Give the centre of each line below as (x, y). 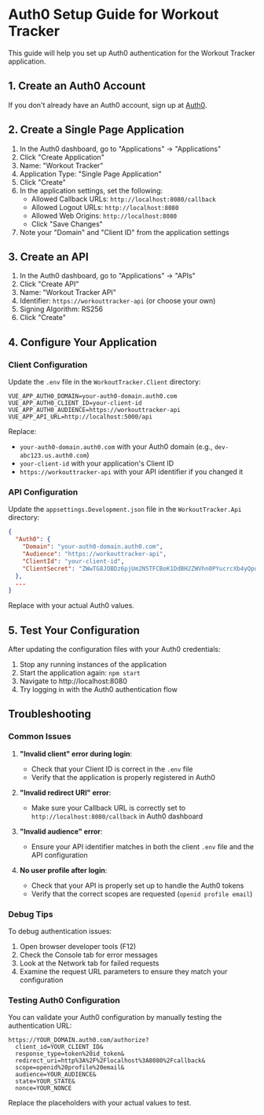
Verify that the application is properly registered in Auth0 (123, 777)
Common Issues (40, 737)
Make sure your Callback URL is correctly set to (108, 808)
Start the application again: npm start (80, 673)
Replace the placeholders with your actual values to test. (100, 1103)
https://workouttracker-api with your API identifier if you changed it (131, 472)
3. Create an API (48, 257)
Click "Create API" (49, 284)
